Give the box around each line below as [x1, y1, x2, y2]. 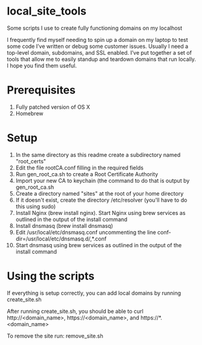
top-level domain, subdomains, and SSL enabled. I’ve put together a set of [7, 49, 192, 56]
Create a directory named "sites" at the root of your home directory [15, 190, 184, 197]
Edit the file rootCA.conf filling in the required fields [15, 164, 144, 171]
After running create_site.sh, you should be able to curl [7, 307, 144, 315]
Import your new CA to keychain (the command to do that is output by [15, 177, 190, 184]
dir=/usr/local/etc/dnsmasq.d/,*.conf [15, 235, 107, 242]
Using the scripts [7, 269, 95, 283]
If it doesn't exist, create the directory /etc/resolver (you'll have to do [15, 196, 187, 203]
